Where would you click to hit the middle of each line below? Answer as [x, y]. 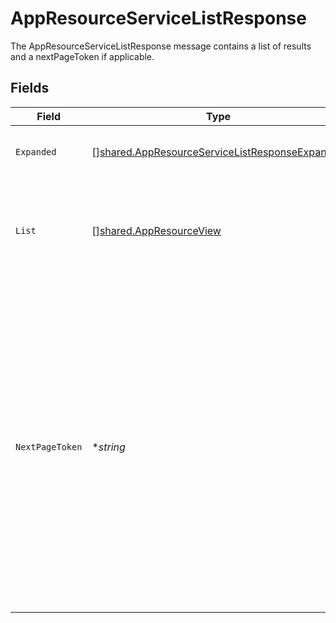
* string [108, 447]
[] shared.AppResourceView [156, 230]
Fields [30, 88]
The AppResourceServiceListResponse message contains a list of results [161, 46]
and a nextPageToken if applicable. [82, 56]
